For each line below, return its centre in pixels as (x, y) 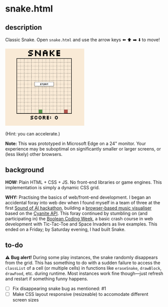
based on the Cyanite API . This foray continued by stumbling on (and (76, 213)
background (25, 170)
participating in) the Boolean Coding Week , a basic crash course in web (79, 218)
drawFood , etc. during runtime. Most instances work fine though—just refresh (84, 273)
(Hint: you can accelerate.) (33, 134)
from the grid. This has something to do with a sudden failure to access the (83, 263)
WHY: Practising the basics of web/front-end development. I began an (78, 197)
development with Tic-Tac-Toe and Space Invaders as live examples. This (81, 224)
